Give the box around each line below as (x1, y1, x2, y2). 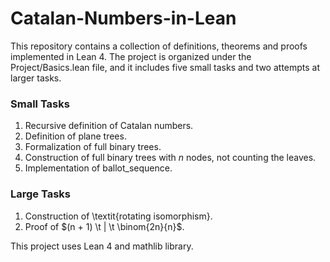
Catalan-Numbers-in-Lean (10, 7, 237, 30)
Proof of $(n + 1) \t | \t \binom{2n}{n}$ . (24, 220, 185, 232)
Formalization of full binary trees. (24, 141, 162, 153)
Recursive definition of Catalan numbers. (24, 120, 194, 132)
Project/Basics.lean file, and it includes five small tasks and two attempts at (10, 61, 321, 73)
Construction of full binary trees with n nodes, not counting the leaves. (24, 152, 317, 164)
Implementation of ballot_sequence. (24, 162, 173, 174)
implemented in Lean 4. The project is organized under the (10, 50, 252, 62)
